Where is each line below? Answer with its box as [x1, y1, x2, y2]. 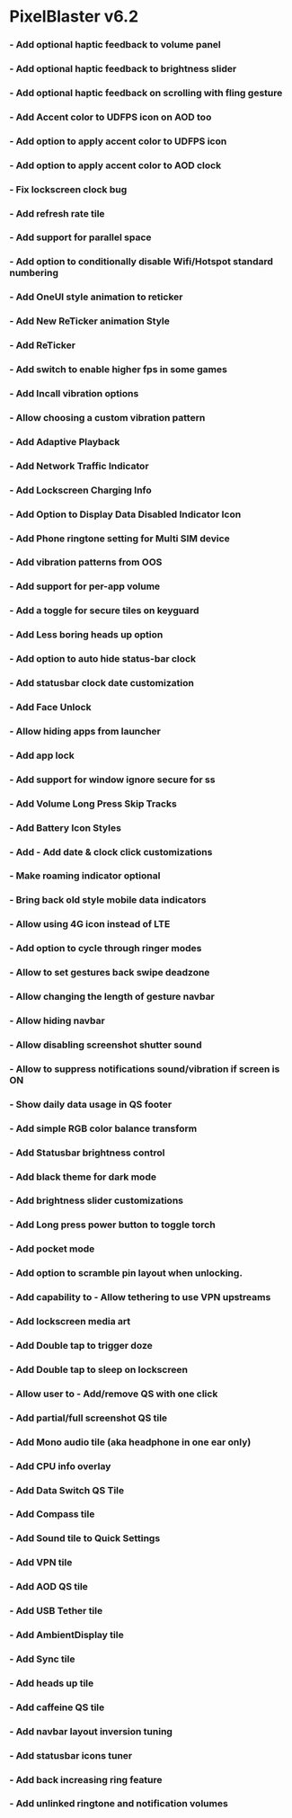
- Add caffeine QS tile [9, 1701, 105, 1714]
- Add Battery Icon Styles [9, 821, 121, 833]
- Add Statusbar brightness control [9, 1146, 165, 1159]
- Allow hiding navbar [9, 1014, 105, 1027]
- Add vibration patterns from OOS [9, 556, 163, 568]
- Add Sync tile [9, 1653, 75, 1665]
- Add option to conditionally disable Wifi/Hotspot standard [9, 255, 274, 268]
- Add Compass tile [9, 1508, 95, 1520]
